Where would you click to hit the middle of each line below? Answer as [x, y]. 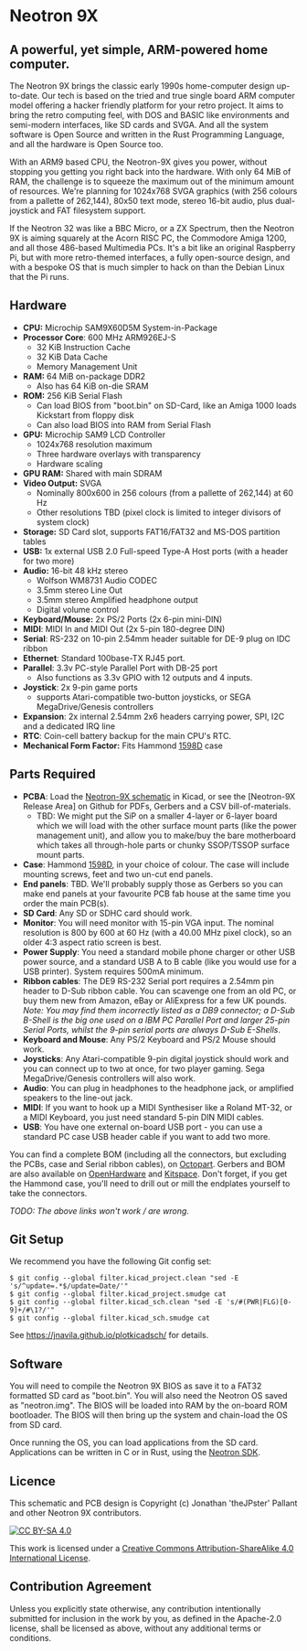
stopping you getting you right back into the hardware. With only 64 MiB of [150, 172]
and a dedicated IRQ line [69, 726]
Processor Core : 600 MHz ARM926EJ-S [99, 337]
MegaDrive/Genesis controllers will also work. [109, 1078]
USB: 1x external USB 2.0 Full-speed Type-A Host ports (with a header [155, 551]
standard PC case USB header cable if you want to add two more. [147, 1136]
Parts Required [53, 774]
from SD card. [36, 1425]
